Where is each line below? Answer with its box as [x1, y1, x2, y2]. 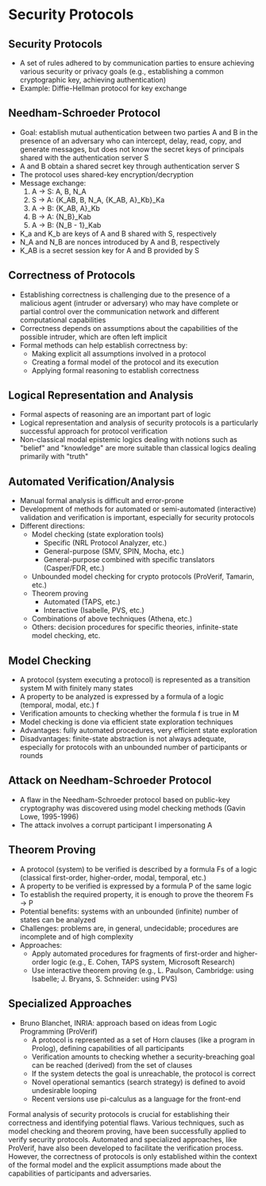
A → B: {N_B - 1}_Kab [31, 220, 102, 229]
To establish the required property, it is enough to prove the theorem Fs [19, 889, 254, 899]
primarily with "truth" [19, 452, 89, 461]
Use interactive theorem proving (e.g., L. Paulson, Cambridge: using [31, 965, 254, 975]
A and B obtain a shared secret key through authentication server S [19, 161, 240, 171]
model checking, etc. [31, 631, 101, 641]
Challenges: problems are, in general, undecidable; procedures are [19, 923, 239, 933]
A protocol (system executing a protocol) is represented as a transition [19, 675, 251, 684]
